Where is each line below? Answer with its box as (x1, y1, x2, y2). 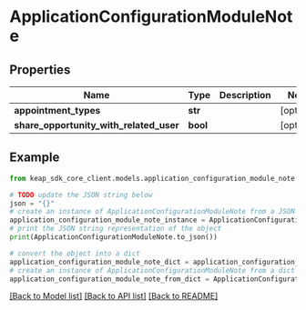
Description (219, 89, 271, 101)
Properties (9, 62, 71, 77)
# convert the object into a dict (9, 248, 141, 258)
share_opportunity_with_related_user (14, 119, 179, 131)
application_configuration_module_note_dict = (9, 257, 189, 266)
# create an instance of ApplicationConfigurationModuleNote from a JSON (9, 207, 296, 216)
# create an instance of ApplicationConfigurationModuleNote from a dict (9, 265, 296, 275)
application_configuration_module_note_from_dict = (9, 275, 209, 284)
